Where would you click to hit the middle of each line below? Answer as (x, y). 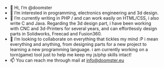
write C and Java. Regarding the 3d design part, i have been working (81, 23)
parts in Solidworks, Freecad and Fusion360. (56, 34)
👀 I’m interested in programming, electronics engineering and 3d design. (84, 13)
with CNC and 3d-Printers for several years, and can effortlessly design (83, 29)
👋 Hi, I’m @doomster (31, 8)
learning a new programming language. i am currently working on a (79, 50)
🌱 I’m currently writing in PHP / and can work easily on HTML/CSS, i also (84, 18)
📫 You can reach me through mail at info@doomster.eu (67, 60)
